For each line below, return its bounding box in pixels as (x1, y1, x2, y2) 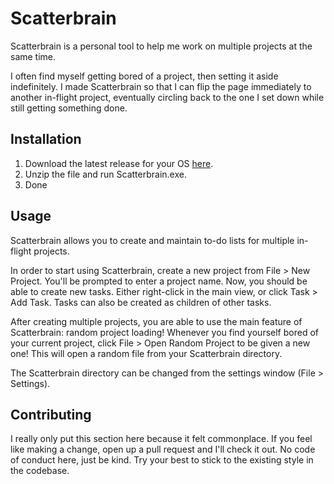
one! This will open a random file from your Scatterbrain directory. (10, 347, 283, 359)
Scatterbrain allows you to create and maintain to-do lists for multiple (10, 234, 295, 246)
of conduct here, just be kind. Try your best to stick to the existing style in (10, 454, 314, 466)
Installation (10, 131, 82, 148)
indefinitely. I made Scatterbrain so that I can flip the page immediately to (10, 80, 312, 92)
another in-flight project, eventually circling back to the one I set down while (10, 91, 325, 103)
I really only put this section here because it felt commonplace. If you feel (10, 433, 313, 445)
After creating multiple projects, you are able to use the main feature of (10, 315, 303, 327)
